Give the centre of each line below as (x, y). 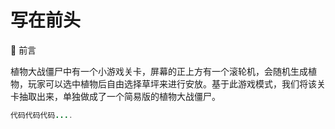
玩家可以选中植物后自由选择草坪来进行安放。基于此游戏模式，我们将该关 (176, 83)
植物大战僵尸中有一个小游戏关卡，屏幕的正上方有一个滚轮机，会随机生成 (159, 71)
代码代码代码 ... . (42, 115)
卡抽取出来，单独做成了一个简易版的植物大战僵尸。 (115, 96)
